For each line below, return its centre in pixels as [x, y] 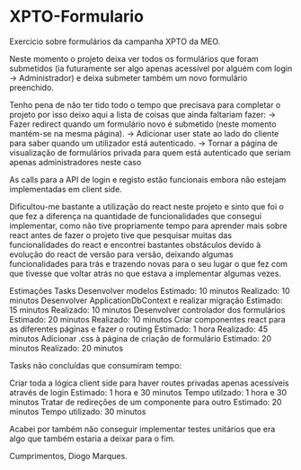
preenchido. [31, 87]
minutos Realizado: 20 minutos [66, 348]
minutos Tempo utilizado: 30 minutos [78, 412]
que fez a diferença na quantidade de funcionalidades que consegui [136, 216]
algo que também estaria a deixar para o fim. [92, 439]
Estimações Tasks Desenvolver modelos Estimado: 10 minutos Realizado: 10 [150, 290]
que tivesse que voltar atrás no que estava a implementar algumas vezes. [145, 273]
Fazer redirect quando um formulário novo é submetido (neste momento [143, 124]
